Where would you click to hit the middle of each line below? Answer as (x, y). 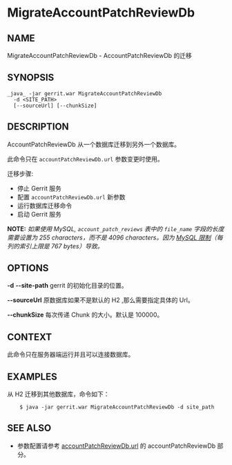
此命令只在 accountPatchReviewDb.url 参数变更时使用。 (85, 159)
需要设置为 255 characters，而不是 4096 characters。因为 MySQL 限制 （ (112, 237)
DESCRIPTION (38, 127)
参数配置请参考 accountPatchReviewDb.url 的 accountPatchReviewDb (116, 446)
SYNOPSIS (31, 78)
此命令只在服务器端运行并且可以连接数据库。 (71, 355)
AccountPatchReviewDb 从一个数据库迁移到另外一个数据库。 (94, 144)
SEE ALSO (29, 428)
